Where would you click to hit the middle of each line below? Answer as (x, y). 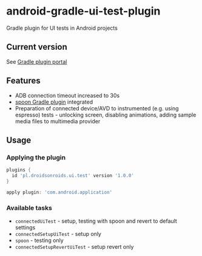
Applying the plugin (36, 157)
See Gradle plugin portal (37, 61)
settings (25, 227)
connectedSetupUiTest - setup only (58, 234)
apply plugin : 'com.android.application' (59, 192)
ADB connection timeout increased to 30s (67, 95)
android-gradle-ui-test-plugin (83, 11)
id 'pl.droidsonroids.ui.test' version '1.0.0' (73, 176)
